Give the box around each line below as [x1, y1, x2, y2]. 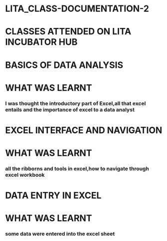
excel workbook [5, 171, 45, 178]
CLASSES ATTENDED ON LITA [5, 26, 132, 37]
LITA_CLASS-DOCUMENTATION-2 [5, 3, 150, 14]
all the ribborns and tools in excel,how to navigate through [5, 165, 150, 172]
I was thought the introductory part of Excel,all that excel [5, 100, 146, 107]
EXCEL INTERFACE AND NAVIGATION [5, 124, 163, 136]
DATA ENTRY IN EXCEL [5, 190, 102, 201]
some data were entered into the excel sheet [5, 231, 115, 238]
